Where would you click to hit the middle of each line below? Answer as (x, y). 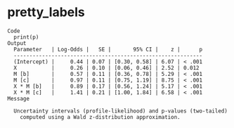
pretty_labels (46, 12)
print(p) (26, 37)
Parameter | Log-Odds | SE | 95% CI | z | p (108, 49)
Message (19, 98)
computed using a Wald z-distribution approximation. (100, 117)
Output (17, 43)
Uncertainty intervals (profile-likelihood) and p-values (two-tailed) (121, 111)
